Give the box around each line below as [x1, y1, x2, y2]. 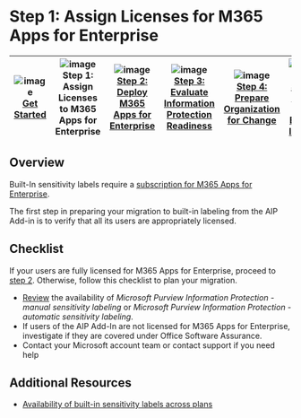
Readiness [166, 119, 212, 132]
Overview [9, 155, 65, 170]
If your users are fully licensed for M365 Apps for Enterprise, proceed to [9, 265, 276, 275]
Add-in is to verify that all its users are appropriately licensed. [9, 215, 237, 226]
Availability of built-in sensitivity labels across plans [21, 399, 213, 410]
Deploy [116, 85, 148, 98]
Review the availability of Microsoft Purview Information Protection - [21, 292, 275, 302]
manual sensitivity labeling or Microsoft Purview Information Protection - [21, 301, 292, 312]
